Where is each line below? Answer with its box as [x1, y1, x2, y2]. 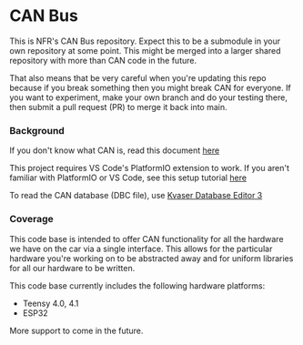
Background [9, 124, 66, 137]
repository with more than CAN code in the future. [9, 55, 197, 66]
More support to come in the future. [9, 325, 144, 336]
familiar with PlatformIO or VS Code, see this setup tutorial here [9, 172, 247, 183]
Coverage [9, 213, 55, 226]
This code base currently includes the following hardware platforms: [9, 279, 266, 291]
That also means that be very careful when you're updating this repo [9, 72, 267, 83]
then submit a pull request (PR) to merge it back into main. [9, 101, 227, 112]
